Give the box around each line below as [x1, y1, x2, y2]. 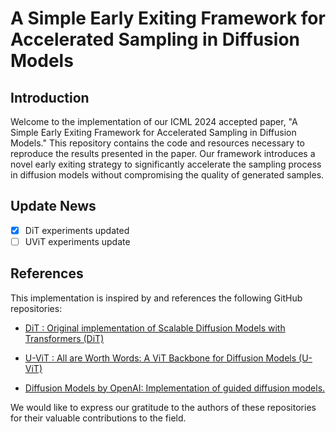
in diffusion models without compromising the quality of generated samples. [10, 169, 325, 181]
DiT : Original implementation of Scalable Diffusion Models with [24, 322, 286, 334]
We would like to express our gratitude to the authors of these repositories [10, 401, 317, 413]
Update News [10, 198, 97, 215]
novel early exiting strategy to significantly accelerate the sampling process [10, 158, 322, 170]
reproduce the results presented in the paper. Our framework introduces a [10, 148, 316, 159]
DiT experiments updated [24, 224, 130, 236]
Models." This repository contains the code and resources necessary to [10, 137, 305, 149]
